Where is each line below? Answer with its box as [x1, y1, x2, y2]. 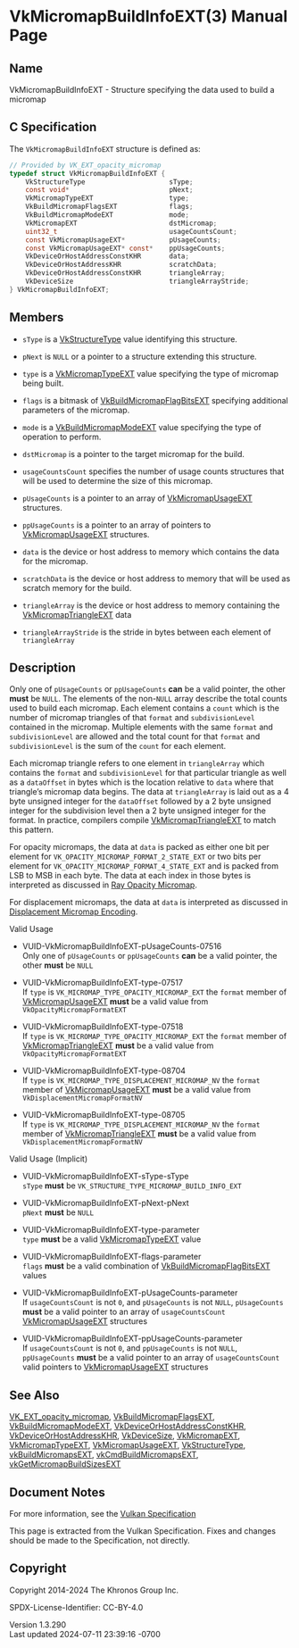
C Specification [9, 120, 97, 135]
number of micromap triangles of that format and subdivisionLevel [9, 712, 255, 723]
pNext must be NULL [21, 1207, 95, 1218]
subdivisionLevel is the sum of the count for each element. [9, 741, 227, 752]
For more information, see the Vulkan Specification [9, 1509, 196, 1519]
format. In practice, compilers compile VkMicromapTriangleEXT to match [9, 815, 277, 826]
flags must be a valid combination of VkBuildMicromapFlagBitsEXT [21, 1261, 270, 1271]
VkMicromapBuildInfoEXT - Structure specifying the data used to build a [9, 85, 275, 95]
